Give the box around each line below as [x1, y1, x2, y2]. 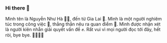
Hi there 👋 [5, 4, 30, 11]
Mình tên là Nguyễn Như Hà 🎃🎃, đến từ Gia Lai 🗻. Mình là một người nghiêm [5, 16, 162, 22]
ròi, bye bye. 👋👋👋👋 [5, 32, 44, 38]
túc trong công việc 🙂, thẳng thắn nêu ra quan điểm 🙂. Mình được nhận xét [5, 21, 161, 27]
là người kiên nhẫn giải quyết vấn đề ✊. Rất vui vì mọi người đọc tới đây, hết [5, 26, 161, 32]
